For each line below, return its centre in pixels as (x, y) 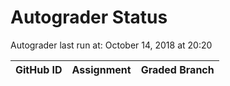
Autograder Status (89, 17)
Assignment (101, 69)
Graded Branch (177, 69)
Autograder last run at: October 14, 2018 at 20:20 (111, 45)
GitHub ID (39, 69)
